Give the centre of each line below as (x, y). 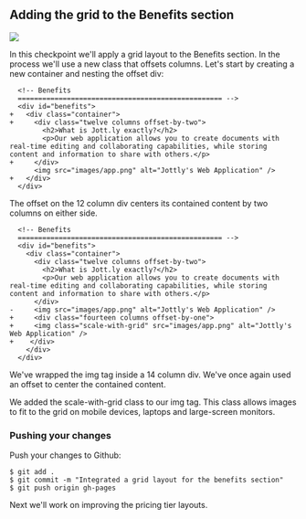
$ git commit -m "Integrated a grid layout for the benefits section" (147, 480)
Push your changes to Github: (65, 455)
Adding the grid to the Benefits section (122, 15)
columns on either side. (53, 213)
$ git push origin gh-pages (63, 488)
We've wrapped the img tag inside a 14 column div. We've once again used (150, 375)
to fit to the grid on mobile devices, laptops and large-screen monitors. (142, 411)
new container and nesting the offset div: (87, 73)
